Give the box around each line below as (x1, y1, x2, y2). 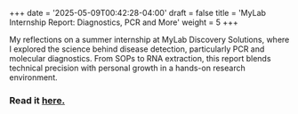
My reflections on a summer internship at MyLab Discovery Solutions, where (9, 35, 290, 45)
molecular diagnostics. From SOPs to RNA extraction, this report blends (9, 53, 271, 63)
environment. (9, 72, 58, 83)
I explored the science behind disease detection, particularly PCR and (9, 44, 265, 54)
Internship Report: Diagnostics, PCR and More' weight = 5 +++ (9, 17, 238, 28)
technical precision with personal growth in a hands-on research (9, 62, 246, 73)
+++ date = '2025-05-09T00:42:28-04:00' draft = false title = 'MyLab (9, 8, 267, 18)
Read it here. (9, 94, 65, 106)
